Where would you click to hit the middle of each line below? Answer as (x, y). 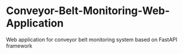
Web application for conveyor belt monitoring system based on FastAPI (92, 39)
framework (19, 46)
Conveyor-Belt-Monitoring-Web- (88, 11)
